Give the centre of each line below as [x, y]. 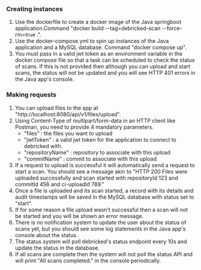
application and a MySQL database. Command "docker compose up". [101, 47]
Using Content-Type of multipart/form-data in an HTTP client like [95, 120]
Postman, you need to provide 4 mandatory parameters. [84, 127]
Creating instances [34, 9]
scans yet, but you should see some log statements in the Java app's [100, 229]
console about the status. [46, 235]
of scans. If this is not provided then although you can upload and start [103, 66]
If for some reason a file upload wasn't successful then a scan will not [101, 210]
